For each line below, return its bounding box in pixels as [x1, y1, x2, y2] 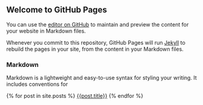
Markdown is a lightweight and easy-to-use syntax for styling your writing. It [6, 74, 197, 81]
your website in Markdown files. [6, 27, 86, 34]
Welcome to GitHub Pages [6, 5, 107, 15]
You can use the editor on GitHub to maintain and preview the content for [6, 21, 189, 28]
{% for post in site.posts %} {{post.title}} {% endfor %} [6, 92, 144, 100]
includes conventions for [6, 81, 68, 88]
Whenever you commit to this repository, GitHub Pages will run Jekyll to [6, 39, 186, 46]
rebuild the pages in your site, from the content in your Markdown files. [6, 45, 184, 52]
